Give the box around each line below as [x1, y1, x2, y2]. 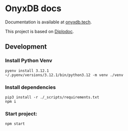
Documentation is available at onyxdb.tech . [5, 19, 92, 25]
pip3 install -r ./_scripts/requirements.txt [5, 94, 99, 100]
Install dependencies [5, 84, 56, 91]
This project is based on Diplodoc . [5, 28, 74, 34]
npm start [5, 121, 25, 127]
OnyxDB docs [5, 3, 62, 14]
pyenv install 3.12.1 [5, 68, 49, 73]
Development [5, 42, 47, 51]
